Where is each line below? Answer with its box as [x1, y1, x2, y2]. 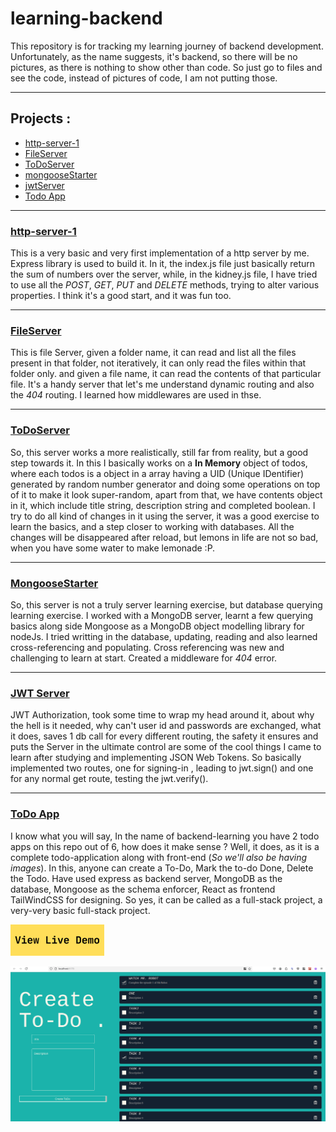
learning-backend [10, 7, 163, 30]
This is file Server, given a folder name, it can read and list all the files [10, 347, 297, 359]
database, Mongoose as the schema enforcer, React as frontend [10, 883, 276, 895]
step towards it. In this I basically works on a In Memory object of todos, [10, 457, 308, 469]
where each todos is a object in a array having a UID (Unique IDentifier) [10, 467, 305, 479]
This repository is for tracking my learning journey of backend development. [10, 40, 324, 52]
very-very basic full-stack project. [10, 904, 151, 916]
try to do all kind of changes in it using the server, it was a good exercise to [10, 510, 320, 522]
